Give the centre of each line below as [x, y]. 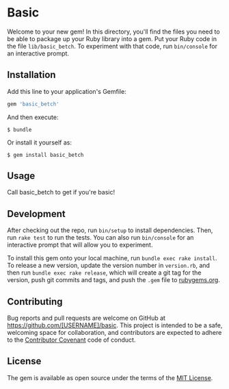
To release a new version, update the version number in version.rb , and [109, 266]
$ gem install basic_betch [45, 155]
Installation [31, 75]
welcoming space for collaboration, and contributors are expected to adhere [114, 333]
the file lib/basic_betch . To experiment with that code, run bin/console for [112, 46]
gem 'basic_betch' [33, 104]
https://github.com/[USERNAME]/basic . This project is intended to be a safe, [115, 325]
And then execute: [33, 117]
